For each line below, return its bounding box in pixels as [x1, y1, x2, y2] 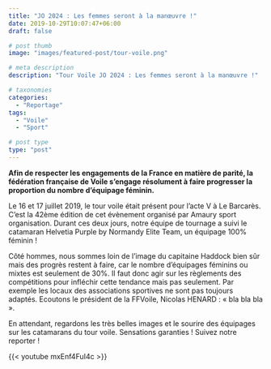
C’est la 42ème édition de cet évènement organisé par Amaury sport [8, 209, 237, 219]
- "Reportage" [15, 101, 63, 109]
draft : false [8, 27, 53, 35]
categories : [8, 93, 49, 101]
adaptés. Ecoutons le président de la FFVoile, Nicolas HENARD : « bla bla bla [8, 294, 263, 304]
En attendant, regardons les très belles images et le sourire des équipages [8, 318, 256, 328]
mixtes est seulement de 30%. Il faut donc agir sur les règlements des [8, 268, 242, 278]
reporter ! [8, 336, 40, 345]
